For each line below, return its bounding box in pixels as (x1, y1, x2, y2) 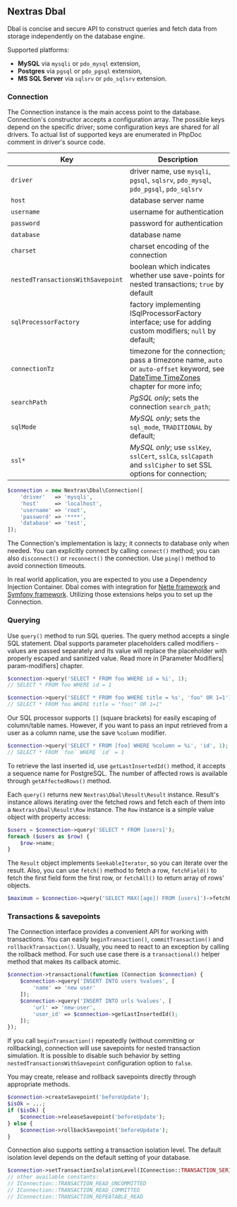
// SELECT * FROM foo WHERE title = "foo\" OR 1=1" (7, 701, 162, 708)
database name (129, 230, 181, 240)
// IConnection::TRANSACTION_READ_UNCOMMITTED (7, 1180, 147, 1187)
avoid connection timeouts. (7, 562, 87, 570)
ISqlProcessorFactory (129, 308, 202, 318)
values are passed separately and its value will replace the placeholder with (7, 646, 227, 655)
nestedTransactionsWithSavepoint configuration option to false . (7, 1059, 193, 1067)
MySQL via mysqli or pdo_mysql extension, (17, 59, 141, 68)
